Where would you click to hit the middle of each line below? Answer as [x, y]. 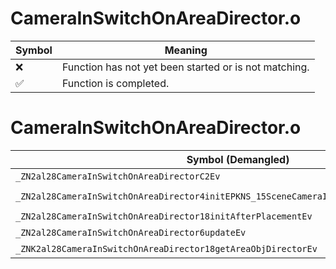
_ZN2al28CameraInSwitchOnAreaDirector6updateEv [131, 232]
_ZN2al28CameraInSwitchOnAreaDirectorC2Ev [118, 176]
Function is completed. [115, 83]
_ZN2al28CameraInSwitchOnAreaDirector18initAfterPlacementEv [164, 216]
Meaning [186, 50]
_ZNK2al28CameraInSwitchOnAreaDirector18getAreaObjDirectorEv [166, 248]
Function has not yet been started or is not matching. [185, 67]
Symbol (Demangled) [238, 159]
